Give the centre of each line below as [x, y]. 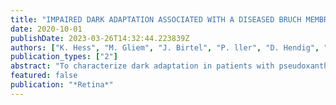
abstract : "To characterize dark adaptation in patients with [142, 66]
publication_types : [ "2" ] [64, 57]
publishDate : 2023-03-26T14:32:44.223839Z [100, 38]
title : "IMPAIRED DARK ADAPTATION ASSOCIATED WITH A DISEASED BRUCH [156, 19]
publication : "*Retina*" [62, 85]
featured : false [44, 76]
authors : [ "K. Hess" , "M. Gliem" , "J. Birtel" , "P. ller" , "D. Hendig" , [165, 47]
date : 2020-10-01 [46, 29]
